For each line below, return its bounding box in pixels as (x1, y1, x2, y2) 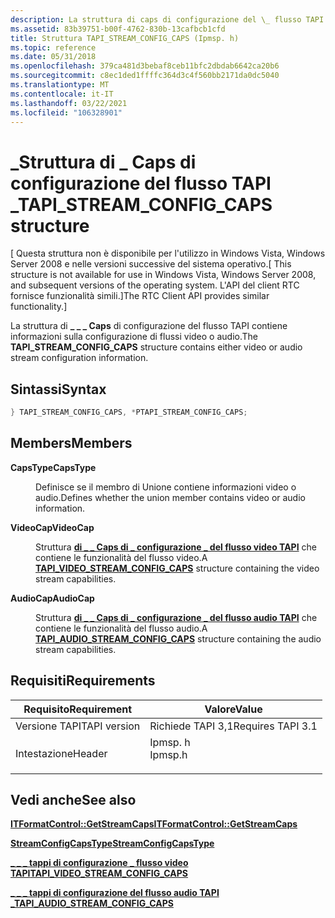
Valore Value (204, 702, 263, 716)
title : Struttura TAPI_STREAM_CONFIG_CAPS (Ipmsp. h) (10, 33, 240, 43)
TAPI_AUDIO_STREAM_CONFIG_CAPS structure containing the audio (35, 632, 322, 645)
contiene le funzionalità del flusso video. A (35, 551, 208, 563)
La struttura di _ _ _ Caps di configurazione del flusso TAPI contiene (10, 320, 288, 332)
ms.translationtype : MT (10, 80, 110, 90)
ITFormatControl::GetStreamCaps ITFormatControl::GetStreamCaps (10, 818, 298, 830)
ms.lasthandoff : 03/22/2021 (10, 98, 128, 108)
